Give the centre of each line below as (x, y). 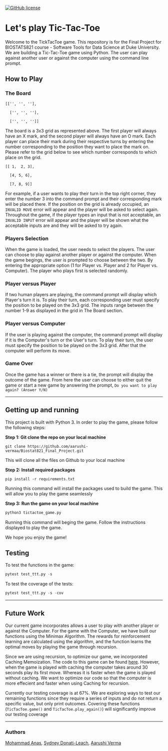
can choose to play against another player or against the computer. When (81, 255)
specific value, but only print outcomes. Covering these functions (72, 703)
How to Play (24, 79)
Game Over (19, 363)
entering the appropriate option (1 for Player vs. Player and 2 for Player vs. (81, 265)
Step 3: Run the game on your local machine (52, 503)
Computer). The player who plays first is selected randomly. (67, 271)
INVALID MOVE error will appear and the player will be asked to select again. (82, 209)
